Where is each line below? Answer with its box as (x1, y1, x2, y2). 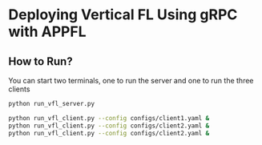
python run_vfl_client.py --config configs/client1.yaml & (8, 114, 210, 122)
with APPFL (8, 22, 87, 41)
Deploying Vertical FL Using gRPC (8, 6, 238, 24)
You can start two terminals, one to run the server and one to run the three (8, 76, 254, 85)
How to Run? (8, 54, 74, 68)
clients (8, 84, 30, 94)
